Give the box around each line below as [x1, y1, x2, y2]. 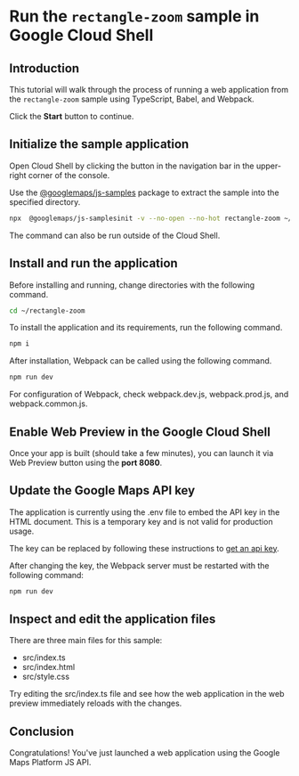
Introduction [9, 61, 80, 76]
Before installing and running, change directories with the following [9, 279, 255, 290]
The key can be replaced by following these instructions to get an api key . [9, 543, 279, 553]
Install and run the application [9, 256, 178, 271]
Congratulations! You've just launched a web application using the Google [9, 747, 280, 758]
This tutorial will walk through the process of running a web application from [9, 85, 289, 94]
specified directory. [9, 196, 81, 207]
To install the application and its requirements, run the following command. [9, 323, 283, 333]
